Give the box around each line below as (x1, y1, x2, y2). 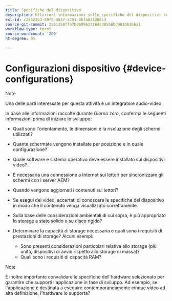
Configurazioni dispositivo (5, 62, 121, 74)
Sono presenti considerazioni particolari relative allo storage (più (20, 243, 157, 249)
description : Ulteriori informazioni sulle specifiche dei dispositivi (5, 12, 161, 17)
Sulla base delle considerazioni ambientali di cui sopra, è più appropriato (12, 212, 166, 218)
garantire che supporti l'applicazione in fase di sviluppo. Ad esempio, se (5, 279, 158, 285)
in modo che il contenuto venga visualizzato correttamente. (12, 202, 138, 208)
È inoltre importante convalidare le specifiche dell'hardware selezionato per (5, 273, 165, 279)
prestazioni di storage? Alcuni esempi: (12, 233, 94, 239)
